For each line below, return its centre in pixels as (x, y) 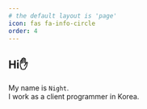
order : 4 (23, 31)
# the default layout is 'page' (63, 16)
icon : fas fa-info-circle (52, 23)
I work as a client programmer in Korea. (74, 97)
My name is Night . (39, 88)
